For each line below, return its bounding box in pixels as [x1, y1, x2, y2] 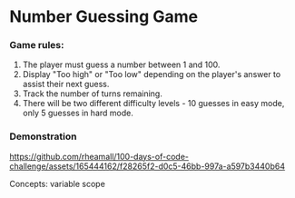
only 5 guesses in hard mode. [22, 107, 133, 119]
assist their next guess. [22, 79, 110, 90]
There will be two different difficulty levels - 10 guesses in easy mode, [22, 98, 285, 109]
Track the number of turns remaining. [22, 88, 163, 99]
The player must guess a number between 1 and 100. [22, 59, 221, 70]
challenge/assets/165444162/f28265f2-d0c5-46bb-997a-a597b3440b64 [9, 161, 286, 172]
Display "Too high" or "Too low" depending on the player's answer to [22, 69, 281, 80]
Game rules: [9, 39, 64, 52]
